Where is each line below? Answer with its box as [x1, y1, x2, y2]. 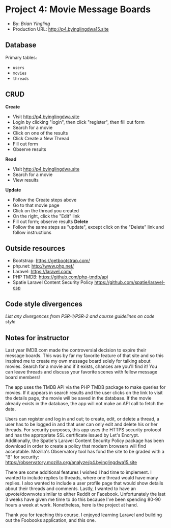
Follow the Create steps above [12, 196, 77, 203]
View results [12, 177, 39, 183]
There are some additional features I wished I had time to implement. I [5, 469, 152, 475]
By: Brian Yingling [12, 20, 50, 27]
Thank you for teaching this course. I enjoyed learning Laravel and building [5, 512, 162, 518]
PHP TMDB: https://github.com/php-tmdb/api [12, 274, 108, 280]
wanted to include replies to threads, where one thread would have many [5, 475, 159, 480]
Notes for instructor [5, 334, 70, 342]
